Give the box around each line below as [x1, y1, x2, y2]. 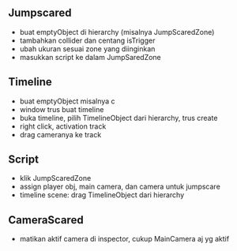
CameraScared [8, 213, 85, 227]
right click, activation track [19, 122, 107, 131]
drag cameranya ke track [19, 129, 102, 139]
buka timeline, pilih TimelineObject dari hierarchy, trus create [19, 113, 218, 122]
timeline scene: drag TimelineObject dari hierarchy [19, 190, 185, 200]
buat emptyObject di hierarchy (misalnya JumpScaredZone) [19, 27, 215, 36]
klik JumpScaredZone [19, 174, 92, 183]
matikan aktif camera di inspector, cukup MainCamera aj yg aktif [19, 234, 230, 244]
